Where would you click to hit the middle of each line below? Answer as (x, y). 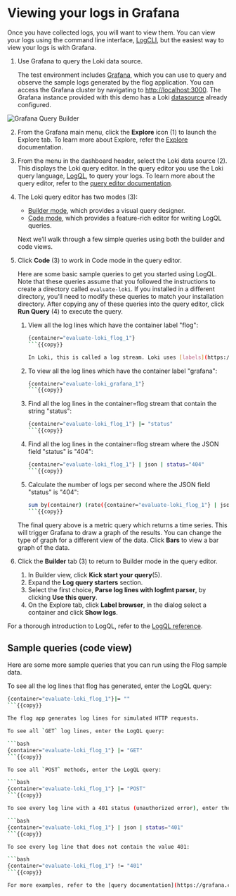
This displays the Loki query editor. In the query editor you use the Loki (120, 168)
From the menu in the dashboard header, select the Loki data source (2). (122, 161)
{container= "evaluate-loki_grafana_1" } (86, 383)
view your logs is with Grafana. (52, 47)
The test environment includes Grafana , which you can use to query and (122, 75)
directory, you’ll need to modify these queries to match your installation (120, 296)
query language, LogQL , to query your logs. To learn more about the (116, 176)
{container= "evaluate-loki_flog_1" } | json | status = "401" (96, 827)
